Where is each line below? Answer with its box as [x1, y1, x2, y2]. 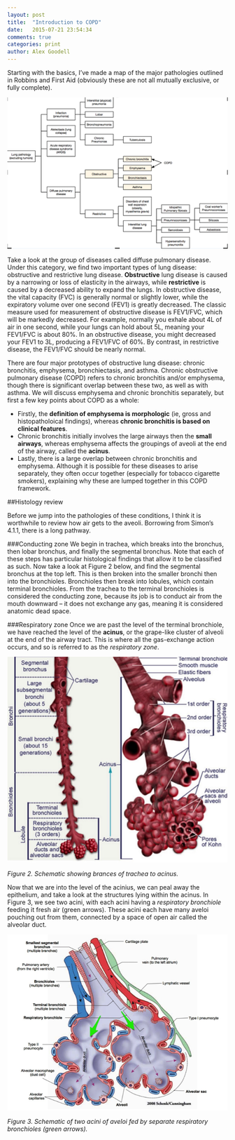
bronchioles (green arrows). [7, 1125, 88, 1133]
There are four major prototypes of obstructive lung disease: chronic [7, 358, 205, 367]
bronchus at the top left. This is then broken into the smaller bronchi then [7, 569, 218, 578]
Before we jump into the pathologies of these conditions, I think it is [7, 511, 201, 519]
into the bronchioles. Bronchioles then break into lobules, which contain [7, 577, 214, 585]
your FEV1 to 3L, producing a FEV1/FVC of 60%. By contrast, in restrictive [7, 337, 219, 346]
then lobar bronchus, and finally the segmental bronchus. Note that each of [7, 547, 225, 556]
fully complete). [7, 83, 52, 91]
